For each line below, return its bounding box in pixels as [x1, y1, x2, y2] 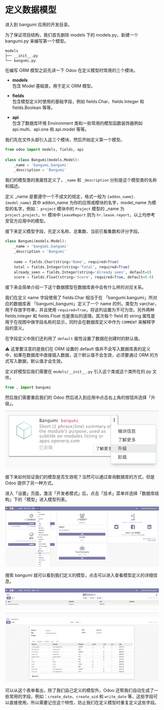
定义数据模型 [5, 4, 57, 16]
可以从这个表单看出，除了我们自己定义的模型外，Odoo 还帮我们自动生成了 [5, 688, 155, 693]
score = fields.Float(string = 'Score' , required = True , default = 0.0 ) [14, 275, 154, 280]
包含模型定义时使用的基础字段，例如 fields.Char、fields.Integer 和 [12, 98, 144, 104]
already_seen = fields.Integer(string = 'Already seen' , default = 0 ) [14, 270, 152, 275]
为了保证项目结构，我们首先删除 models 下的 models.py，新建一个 [5, 32, 139, 38]
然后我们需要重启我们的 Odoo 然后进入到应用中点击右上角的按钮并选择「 [5, 394, 151, 401]
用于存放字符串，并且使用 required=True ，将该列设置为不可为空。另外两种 [5, 307, 155, 313]
